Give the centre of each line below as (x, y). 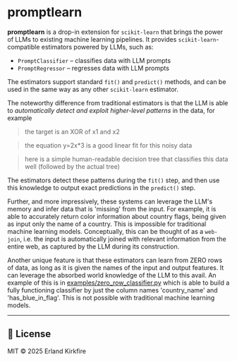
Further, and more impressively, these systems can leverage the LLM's (110, 201)
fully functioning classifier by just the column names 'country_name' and (113, 290)
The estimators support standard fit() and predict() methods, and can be (117, 81)
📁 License (29, 334)
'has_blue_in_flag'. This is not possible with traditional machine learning (111, 297)
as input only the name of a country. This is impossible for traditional (107, 224)
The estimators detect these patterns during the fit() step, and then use (114, 180)
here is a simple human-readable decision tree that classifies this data (126, 159)
